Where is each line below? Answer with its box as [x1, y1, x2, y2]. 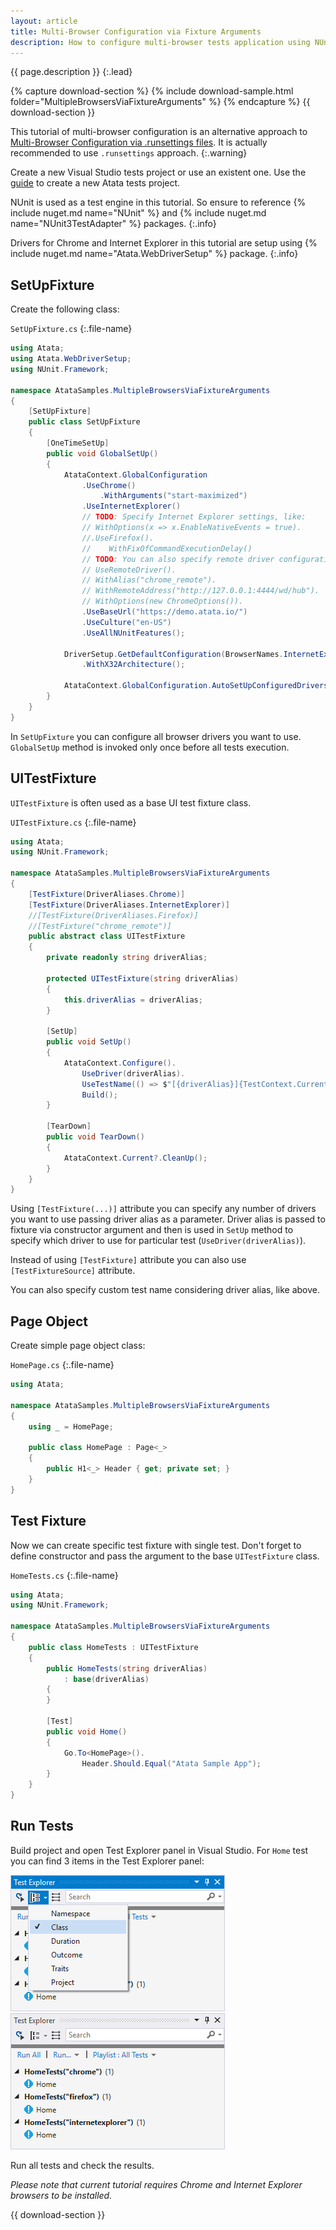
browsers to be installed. [10, 2189, 113, 2201]
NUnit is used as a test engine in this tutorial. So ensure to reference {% [10, 196, 307, 209]
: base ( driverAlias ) [63, 1674, 150, 1684]
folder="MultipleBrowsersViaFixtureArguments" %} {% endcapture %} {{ [10, 96, 311, 108]
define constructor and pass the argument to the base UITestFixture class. [10, 1550, 320, 1562]
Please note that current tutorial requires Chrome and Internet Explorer [10, 2178, 303, 2190]
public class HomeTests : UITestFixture [28, 1642, 199, 1652]
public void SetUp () [46, 1037, 132, 1047]
